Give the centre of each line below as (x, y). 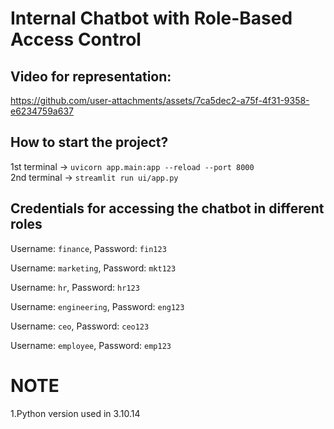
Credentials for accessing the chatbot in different (167, 208)
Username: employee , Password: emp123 (91, 345)
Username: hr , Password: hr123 (75, 287)
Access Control (76, 39)
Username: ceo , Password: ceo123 (80, 326)
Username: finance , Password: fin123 (88, 248)
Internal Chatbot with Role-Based (151, 18)
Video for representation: (91, 76)
